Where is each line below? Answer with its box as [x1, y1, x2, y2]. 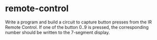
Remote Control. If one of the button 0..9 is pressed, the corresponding [5, 24, 149, 30]
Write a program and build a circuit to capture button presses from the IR [5, 19, 152, 25]
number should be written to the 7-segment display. [5, 29, 110, 35]
